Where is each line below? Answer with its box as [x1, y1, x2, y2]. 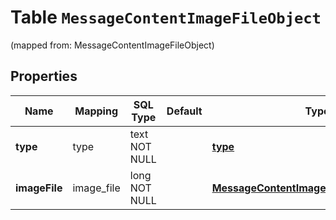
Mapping [74, 104, 119, 118]
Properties [10, 68, 78, 85]
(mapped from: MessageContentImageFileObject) [10, 39, 215, 51]
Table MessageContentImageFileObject [10, 6, 322, 29]
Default [166, 104, 203, 118]
